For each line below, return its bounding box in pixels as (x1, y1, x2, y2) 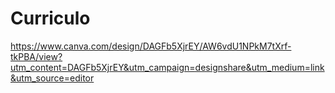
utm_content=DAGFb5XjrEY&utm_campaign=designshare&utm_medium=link (10, 61, 325, 73)
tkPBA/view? (10, 50, 63, 62)
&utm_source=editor (10, 72, 95, 84)
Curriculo (10, 7, 91, 30)
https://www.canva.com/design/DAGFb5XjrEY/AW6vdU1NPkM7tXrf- (10, 40, 292, 52)
